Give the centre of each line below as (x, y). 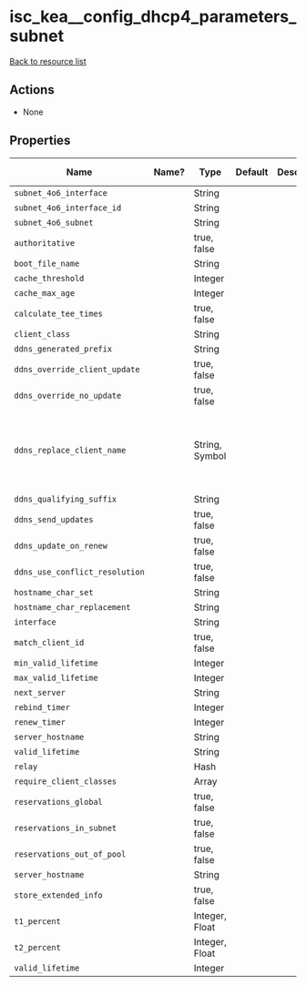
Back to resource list (48, 61)
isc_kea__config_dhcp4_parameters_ (153, 17)
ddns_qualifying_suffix (66, 499)
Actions (32, 90)
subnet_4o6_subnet (54, 222)
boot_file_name (47, 263)
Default (252, 172)
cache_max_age (45, 293)
